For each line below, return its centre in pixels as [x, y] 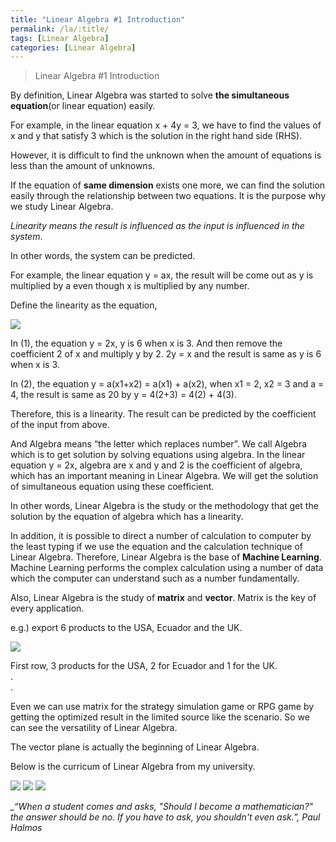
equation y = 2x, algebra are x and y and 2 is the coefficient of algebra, [156, 465]
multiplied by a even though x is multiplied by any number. [130, 286]
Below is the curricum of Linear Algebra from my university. [133, 767]
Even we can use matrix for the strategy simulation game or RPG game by [162, 707]
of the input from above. [60, 425]
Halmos [26, 828]
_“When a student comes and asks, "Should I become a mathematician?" [162, 807]
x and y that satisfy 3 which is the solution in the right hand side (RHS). [156, 136]
